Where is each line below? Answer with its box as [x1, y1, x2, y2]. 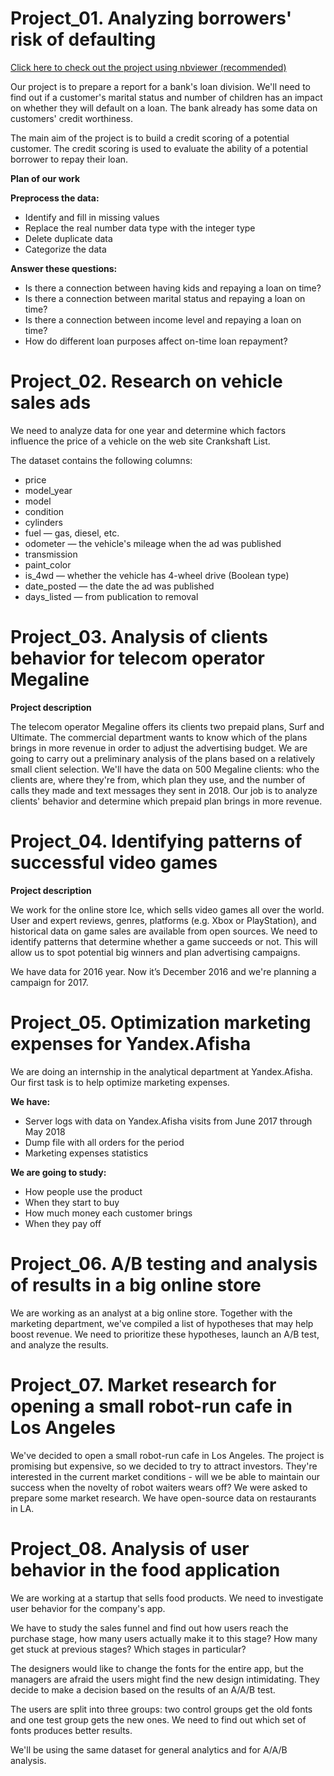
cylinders [24, 516, 63, 528]
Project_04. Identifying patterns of [10, 830, 303, 852]
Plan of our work [10, 172, 81, 184]
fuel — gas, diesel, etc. [24, 527, 120, 539]
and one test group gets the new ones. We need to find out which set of [10, 1713, 307, 1726]
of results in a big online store [10, 1273, 262, 1296]
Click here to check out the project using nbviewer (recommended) [10, 61, 287, 73]
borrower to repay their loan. [10, 153, 129, 165]
